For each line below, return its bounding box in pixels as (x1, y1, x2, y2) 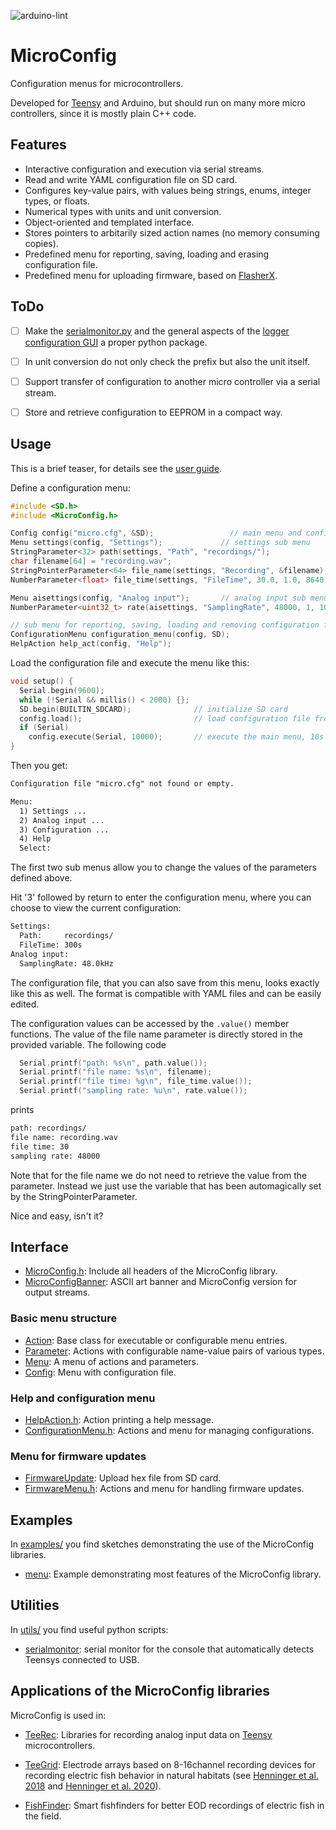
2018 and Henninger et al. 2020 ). (24, 1780, 162, 1792)
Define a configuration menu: (10, 481, 131, 494)
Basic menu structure (10, 1311, 118, 1325)
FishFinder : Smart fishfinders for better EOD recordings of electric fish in (24, 1799, 325, 1811)
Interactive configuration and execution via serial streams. (24, 163, 265, 175)
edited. (10, 998, 40, 1010)
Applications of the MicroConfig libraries (10, 1683, 271, 1700)
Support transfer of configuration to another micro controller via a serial (24, 375, 321, 387)
